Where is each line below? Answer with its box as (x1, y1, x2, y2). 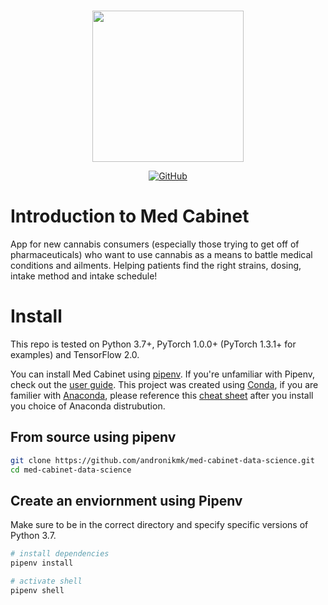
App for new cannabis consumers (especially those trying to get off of (10, 238, 300, 250)
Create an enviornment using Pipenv (10, 492, 243, 509)
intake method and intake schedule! (10, 270, 158, 282)
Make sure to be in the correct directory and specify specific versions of (10, 519, 309, 531)
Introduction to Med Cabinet (10, 205, 250, 228)
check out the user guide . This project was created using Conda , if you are (10, 378, 319, 390)
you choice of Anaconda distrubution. (10, 400, 166, 412)
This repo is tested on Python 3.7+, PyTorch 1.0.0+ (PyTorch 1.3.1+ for (10, 338, 297, 350)
